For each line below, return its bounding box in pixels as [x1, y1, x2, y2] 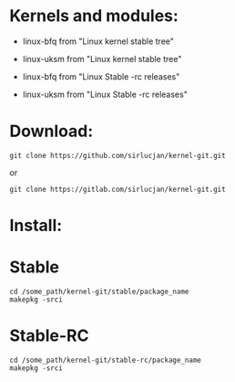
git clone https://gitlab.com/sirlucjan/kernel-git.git [9, 185, 226, 194]
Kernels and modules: [9, 5, 179, 27]
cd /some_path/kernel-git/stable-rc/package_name [9, 355, 202, 365]
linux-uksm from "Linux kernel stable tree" [22, 53, 182, 64]
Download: [9, 121, 94, 142]
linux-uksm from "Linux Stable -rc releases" [22, 89, 189, 100]
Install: [9, 216, 63, 236]
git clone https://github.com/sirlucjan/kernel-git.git [9, 151, 226, 160]
